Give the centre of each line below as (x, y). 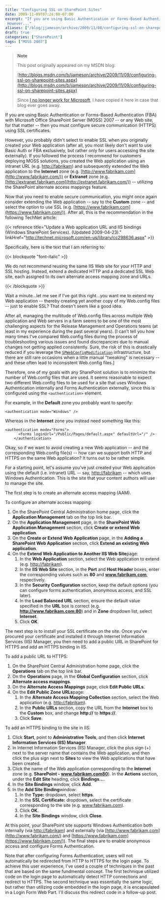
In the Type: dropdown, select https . (57, 795)
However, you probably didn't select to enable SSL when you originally (77, 140)
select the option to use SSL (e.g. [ (40, 207)
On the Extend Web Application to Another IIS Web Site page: (75, 554)
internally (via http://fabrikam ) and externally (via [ (56, 830)
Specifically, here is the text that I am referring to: (55, 247)
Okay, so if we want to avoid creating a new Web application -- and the (77, 447)
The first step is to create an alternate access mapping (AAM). (68, 493)
